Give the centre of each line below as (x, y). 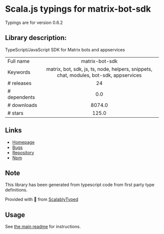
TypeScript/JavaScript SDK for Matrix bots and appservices (65, 49)
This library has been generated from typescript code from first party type (80, 185)
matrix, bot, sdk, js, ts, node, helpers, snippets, (99, 69)
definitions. (16, 190)
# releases (20, 83)
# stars (15, 113)
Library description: (36, 38)
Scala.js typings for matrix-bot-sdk (78, 9)
